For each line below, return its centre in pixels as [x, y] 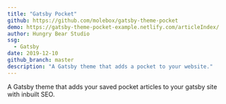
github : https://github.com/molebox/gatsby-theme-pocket [93, 21]
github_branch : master [41, 60]
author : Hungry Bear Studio [49, 34]
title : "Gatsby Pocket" [42, 14]
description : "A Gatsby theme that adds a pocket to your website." [110, 67]
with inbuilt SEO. [31, 94]
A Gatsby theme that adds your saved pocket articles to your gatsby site [112, 86]
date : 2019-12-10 [33, 54]
